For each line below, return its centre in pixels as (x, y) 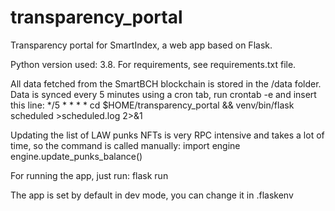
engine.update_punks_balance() (76, 156)
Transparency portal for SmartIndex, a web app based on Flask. (141, 45)
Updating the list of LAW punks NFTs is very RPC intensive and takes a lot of (167, 135)
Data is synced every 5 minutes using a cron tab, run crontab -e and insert (163, 94)
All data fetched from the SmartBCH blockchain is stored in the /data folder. (166, 83)
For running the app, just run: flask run (89, 175)
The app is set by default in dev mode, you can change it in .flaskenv (152, 195)
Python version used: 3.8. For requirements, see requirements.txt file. (153, 64)
